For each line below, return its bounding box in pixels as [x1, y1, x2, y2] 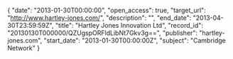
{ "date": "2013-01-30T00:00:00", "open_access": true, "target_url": [7, 6, 206, 14]
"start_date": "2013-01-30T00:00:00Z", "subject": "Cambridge [43, 36, 226, 45]
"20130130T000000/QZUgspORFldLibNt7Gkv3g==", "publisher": [7, 28, 197, 37]
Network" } [7, 44, 40, 52]
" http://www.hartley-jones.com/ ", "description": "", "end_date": [7, 14, 192, 22]
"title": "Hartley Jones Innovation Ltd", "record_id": [55, 21, 204, 29]
